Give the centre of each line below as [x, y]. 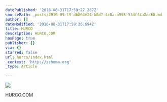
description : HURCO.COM [30, 33]
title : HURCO [19, 29]
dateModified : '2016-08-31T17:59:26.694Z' [51, 24]
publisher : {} [20, 43]
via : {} [13, 48]
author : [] [17, 19]
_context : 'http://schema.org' [38, 62]
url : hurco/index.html [29, 57]
